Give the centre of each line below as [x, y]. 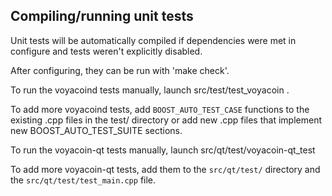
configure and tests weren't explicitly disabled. [106, 51]
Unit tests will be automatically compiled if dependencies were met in [153, 40]
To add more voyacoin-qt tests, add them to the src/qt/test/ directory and [165, 169]
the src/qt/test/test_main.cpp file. [83, 180]
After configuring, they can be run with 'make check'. [120, 70]
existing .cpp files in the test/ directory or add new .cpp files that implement [166, 120]
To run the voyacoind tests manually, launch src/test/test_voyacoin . [150, 90]
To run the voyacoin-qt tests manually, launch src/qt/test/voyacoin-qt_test [163, 150]
